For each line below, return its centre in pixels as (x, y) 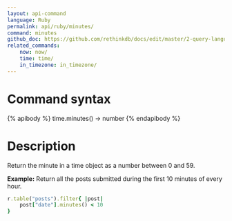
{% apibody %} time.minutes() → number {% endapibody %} (94, 118)
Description (41, 146)
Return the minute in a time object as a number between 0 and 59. (101, 165)
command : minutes (32, 33)
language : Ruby (29, 20)
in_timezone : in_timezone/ (58, 65)
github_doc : (24, 39)
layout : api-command (37, 13)
